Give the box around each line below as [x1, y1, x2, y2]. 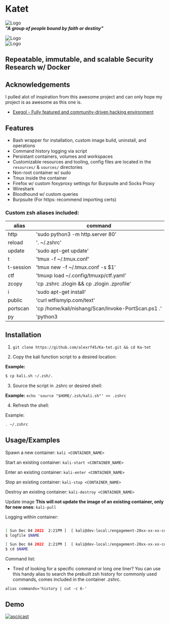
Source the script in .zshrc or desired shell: [12, 383, 103, 389]
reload [8, 239, 23, 246]
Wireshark [12, 186, 34, 192]
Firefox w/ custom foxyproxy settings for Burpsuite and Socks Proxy [12, 180, 155, 186]
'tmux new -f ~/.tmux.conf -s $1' [36, 264, 116, 271]
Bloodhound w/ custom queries [12, 191, 78, 197]
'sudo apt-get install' [36, 289, 87, 296]
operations [12, 143, 35, 149]
